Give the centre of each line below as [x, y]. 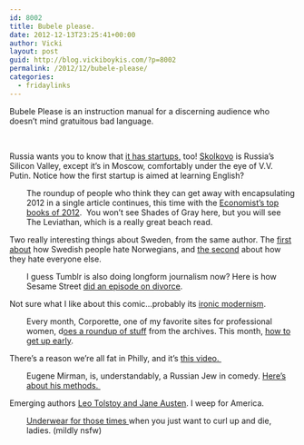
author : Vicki [36, 43]
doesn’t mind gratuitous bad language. [82, 121]
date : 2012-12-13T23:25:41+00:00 [73, 35]
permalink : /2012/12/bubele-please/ [78, 69]
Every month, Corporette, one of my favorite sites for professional [149, 321]
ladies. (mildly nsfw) [64, 430]
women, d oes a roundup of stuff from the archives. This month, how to [159, 331]
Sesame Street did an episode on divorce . [105, 286]
